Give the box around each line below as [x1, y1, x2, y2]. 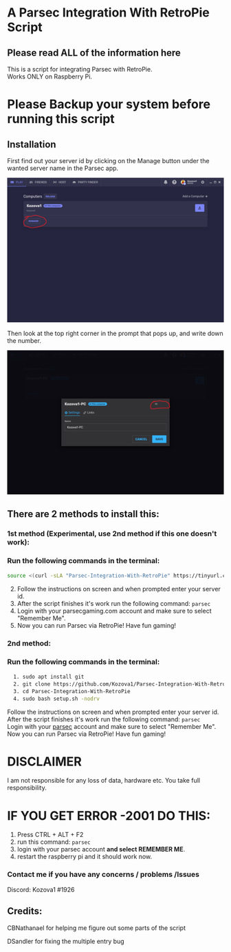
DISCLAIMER [7, 754, 82, 769]
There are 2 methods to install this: [7, 508, 159, 520]
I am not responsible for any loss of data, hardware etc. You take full [7, 776, 201, 785]
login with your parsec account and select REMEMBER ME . [16, 845, 186, 854]
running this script [7, 112, 115, 127]
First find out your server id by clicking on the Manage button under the [7, 157, 210, 165]
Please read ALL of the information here [7, 47, 181, 59]
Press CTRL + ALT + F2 [16, 831, 84, 839]
